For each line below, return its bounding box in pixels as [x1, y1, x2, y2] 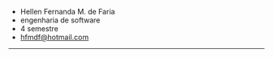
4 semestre [19, 24, 58, 33]
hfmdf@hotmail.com [19, 32, 89, 42]
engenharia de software [19, 15, 101, 25]
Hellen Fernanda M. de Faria [19, 7, 115, 16]
